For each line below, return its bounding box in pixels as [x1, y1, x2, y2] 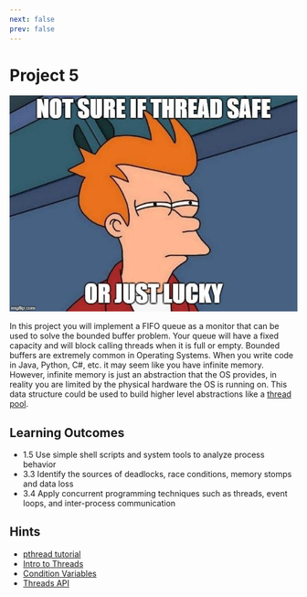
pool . [9, 399, 29, 410]
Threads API [22, 577, 70, 589]
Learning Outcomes [9, 425, 125, 441]
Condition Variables [22, 568, 98, 579]
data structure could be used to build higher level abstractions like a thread [9, 389, 292, 400]
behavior [22, 459, 57, 470]
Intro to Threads [22, 558, 84, 569]
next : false [9, 15, 55, 24]
